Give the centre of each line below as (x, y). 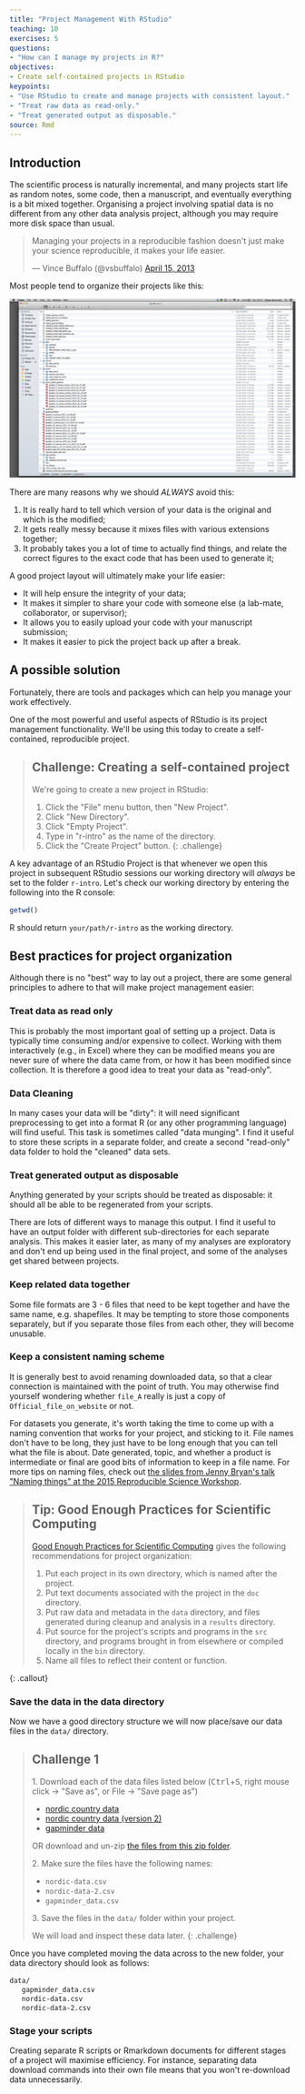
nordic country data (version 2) (103, 1818)
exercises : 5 (34, 38)
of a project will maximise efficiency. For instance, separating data (133, 2060)
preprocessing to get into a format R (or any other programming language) (148, 1123)
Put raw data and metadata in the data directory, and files (152, 1612)
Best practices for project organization (121, 956)
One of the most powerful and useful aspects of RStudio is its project (138, 720)
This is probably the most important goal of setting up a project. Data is (143, 1031)
